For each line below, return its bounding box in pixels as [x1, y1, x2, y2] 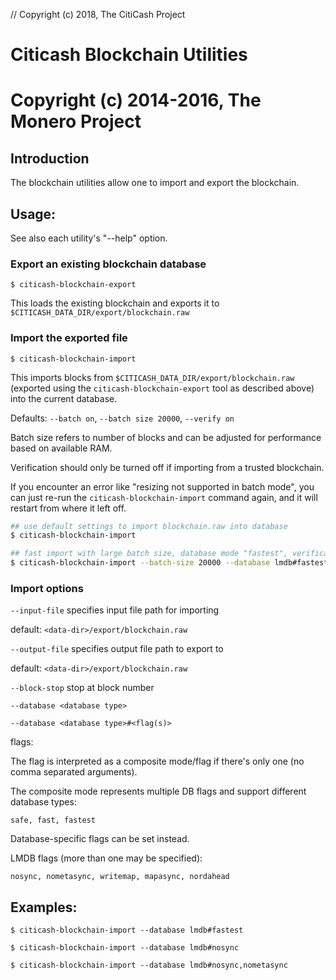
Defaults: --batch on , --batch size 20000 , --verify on [10, 412, 235, 424]
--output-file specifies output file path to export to [10, 643, 224, 655]
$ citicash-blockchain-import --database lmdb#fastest [10, 925, 244, 936]
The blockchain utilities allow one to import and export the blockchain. [10, 177, 300, 189]
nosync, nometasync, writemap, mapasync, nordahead [10, 872, 230, 882]
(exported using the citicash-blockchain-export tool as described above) [10, 382, 315, 394]
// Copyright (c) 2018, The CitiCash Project [10, 9, 186, 20]
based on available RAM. [10, 442, 113, 454]
